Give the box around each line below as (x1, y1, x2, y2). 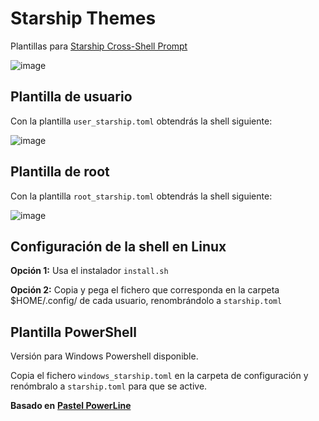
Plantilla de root (10, 163, 110, 181)
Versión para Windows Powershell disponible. (10, 350, 199, 362)
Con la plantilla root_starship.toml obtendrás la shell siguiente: (10, 190, 273, 202)
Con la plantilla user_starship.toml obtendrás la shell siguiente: (10, 115, 273, 127)
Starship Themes (10, 7, 157, 30)
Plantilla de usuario (10, 88, 133, 106)
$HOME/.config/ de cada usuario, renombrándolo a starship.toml (10, 295, 283, 307)
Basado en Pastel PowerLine (10, 400, 132, 412)
